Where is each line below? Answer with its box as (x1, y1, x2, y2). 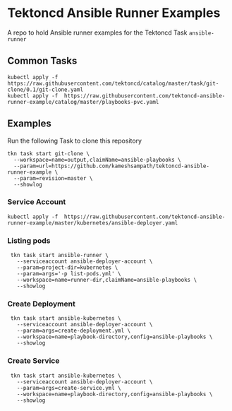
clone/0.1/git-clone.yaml (7, 86, 83, 93)
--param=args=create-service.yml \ (16, 384, 121, 391)
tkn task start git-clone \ (7, 150, 90, 157)
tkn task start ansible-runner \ (10, 252, 109, 259)
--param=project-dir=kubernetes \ (16, 264, 118, 271)
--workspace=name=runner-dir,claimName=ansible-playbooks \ (16, 277, 197, 284)
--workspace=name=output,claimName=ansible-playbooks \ (13, 156, 181, 163)
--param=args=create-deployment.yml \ (16, 327, 131, 335)
